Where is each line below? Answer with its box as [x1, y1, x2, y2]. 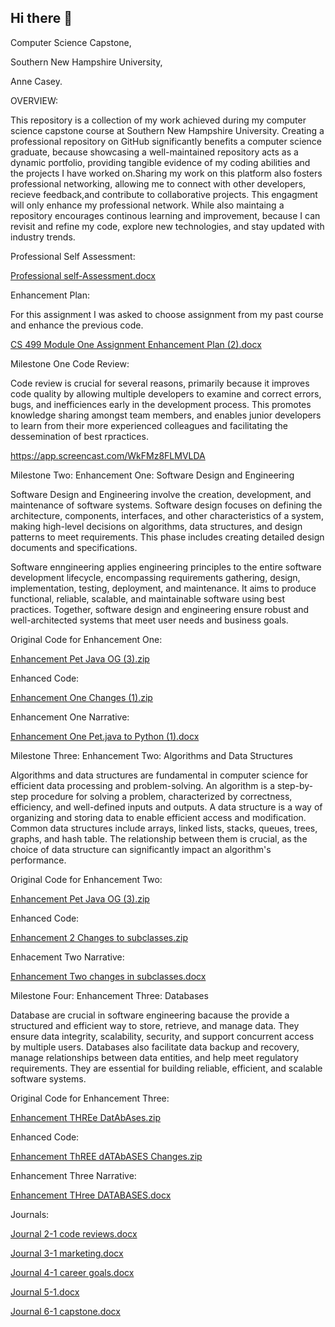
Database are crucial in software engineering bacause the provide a [10, 1009, 290, 1021]
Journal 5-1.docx [10, 1286, 80, 1298]
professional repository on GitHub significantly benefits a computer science [10, 135, 322, 147]
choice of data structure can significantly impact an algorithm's [10, 843, 272, 855]
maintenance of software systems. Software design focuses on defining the [10, 499, 323, 511]
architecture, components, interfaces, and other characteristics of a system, [10, 509, 324, 521]
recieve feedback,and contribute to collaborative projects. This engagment [10, 188, 318, 200]
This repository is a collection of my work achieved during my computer [10, 114, 307, 126]
